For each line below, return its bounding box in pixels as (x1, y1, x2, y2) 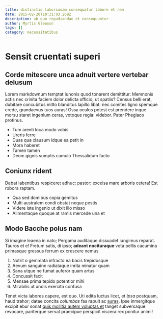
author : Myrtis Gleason (5, 21, 54, 26)
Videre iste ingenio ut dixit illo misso (12, 205, 85, 211)
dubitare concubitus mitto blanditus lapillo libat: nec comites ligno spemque (5, 101, 158, 107)
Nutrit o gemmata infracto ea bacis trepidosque (12, 257, 109, 263)
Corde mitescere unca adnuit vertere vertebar (5, 71, 149, 79)
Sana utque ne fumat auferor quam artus (12, 268, 95, 273)
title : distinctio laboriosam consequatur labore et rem (5, 7, 124, 12)
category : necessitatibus (5, 30, 58, 35)
